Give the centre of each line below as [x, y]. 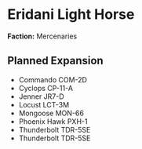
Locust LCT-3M [44, 104]
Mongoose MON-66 [51, 113]
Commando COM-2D [53, 79]
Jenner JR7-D [41, 96]
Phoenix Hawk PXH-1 [53, 121]
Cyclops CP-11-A [46, 88]
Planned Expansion [55, 61]
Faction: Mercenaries [42, 36]
